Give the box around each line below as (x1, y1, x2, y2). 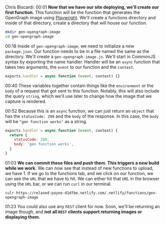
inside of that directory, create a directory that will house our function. (5, 20, 147, 26)
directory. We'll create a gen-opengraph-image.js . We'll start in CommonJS (5, 53, 156, 59)
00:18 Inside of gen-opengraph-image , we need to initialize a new (5, 43, 134, 49)
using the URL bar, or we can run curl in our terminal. (5, 180, 112, 187)
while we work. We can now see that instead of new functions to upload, (5, 165, 154, 171)
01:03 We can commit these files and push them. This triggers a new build (5, 160, 160, 166)
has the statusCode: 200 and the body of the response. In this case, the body (5, 113, 159, 119)
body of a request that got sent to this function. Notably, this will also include (5, 88, 160, 93)
